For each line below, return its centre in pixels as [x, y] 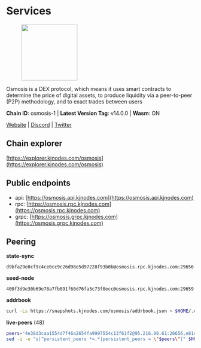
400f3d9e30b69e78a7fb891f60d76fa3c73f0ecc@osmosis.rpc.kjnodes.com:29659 [100, 289]
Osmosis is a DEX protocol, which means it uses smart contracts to [89, 88]
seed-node [20, 278]
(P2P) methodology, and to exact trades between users [74, 101]
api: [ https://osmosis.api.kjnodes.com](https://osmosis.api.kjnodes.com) [104, 197]
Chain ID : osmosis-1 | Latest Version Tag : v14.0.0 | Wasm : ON [83, 113]
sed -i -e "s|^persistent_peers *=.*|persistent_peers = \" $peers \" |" [96, 339]
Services [29, 11]
